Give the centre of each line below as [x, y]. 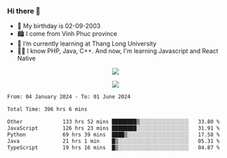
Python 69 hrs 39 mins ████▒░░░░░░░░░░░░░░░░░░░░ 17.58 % [113, 135]
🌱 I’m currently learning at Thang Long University [87, 43]
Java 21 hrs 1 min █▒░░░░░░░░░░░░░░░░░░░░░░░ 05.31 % [113, 141]
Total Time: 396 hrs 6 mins [47, 110]
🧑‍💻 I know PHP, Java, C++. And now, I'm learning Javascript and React [118, 51]
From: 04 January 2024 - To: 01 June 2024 [69, 97]
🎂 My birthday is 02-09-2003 [59, 26]
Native [26, 59]
